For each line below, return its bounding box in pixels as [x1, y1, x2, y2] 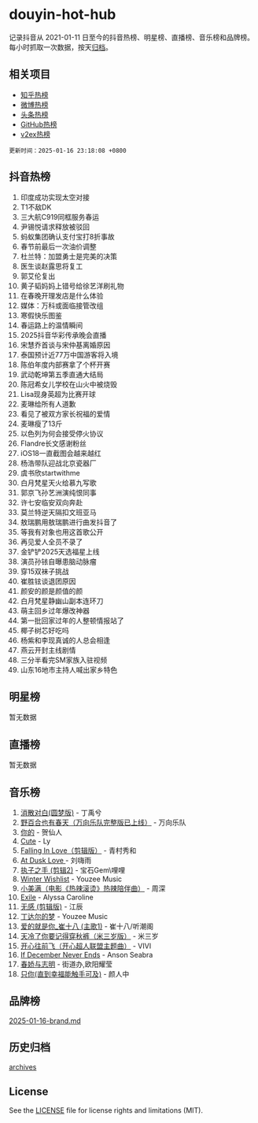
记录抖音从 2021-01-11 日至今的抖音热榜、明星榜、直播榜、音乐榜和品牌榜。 [9, 32, 255, 42]
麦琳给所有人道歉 [20, 399, 76, 409]
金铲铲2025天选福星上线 [20, 547, 101, 556]
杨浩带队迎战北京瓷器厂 [20, 458, 97, 468]
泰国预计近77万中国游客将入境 [20, 350, 119, 359]
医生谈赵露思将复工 [20, 261, 83, 271]
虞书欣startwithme [20, 468, 81, 477]
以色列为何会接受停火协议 [20, 428, 104, 438]
